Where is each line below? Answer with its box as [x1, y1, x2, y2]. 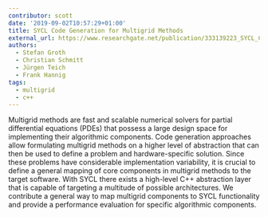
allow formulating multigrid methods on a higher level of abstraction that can [8, 140, 259, 150]
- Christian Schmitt [15, 57, 84, 65]
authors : [8, 41, 37, 49]
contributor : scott [8, 11, 73, 20]
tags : [8, 78, 26, 86]
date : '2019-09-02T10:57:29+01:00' [8, 19, 127, 27]
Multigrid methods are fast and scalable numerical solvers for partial [8, 115, 233, 124]
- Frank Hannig [15, 71, 66, 79]
